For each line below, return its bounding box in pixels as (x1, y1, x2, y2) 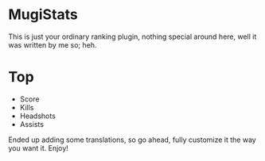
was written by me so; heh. (8, 40, 97, 49)
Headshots (19, 111, 56, 121)
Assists (19, 119, 44, 128)
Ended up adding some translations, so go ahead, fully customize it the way (8, 135, 256, 144)
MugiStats (8, 6, 78, 24)
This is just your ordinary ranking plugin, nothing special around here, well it (8, 32, 257, 41)
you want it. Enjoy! (8, 143, 69, 152)
